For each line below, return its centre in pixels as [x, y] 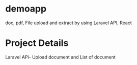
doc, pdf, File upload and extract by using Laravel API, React [68, 23]
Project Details [37, 43]
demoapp [26, 9]
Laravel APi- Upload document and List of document [60, 57]
